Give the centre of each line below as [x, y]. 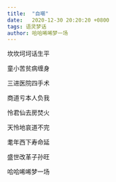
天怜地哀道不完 [28, 127]
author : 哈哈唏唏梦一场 [38, 33]
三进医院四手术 [28, 83]
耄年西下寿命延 [28, 142]
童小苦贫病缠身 [28, 68]
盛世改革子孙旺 [28, 157]
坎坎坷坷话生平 [28, 53]
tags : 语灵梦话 [27, 26]
